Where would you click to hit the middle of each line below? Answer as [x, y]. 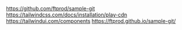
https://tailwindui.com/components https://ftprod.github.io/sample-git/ [91, 21]
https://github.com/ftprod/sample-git [51, 9]
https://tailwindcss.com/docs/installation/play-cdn [67, 15]
